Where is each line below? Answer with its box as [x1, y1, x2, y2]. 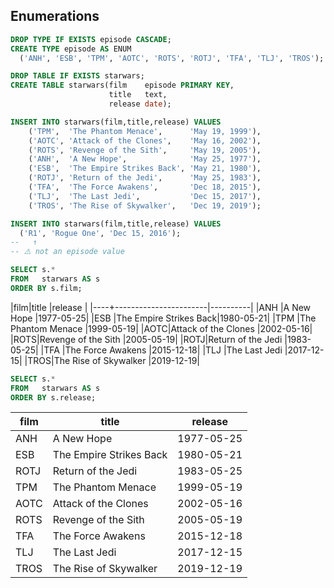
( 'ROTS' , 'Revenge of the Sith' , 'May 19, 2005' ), [28, 145, 262, 155]
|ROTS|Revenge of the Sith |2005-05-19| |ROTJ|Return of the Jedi [10, 333, 283, 345]
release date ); [108, 99, 172, 109]
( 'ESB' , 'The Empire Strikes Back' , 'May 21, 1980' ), [28, 164, 262, 174]
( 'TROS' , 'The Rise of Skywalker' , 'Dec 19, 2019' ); [28, 200, 262, 211]
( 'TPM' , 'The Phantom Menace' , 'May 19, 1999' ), [28, 126, 262, 136]
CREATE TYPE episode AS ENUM [10, 44, 132, 54]
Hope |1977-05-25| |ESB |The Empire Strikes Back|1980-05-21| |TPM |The [10, 312, 317, 324]
